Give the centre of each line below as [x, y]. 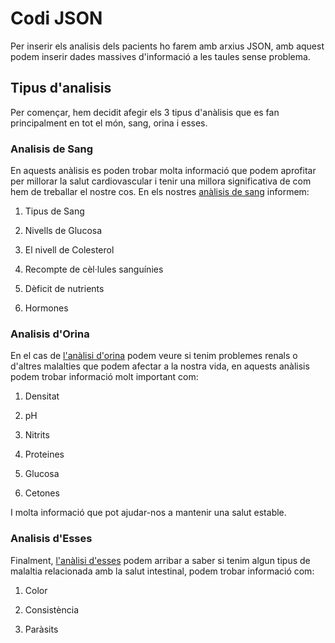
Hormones [46, 308]
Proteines [44, 454]
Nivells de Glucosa [63, 231]
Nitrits [37, 435]
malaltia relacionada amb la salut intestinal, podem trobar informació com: [162, 571]
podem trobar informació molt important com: [104, 377]
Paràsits [41, 629]
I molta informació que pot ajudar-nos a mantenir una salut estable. [148, 513]
